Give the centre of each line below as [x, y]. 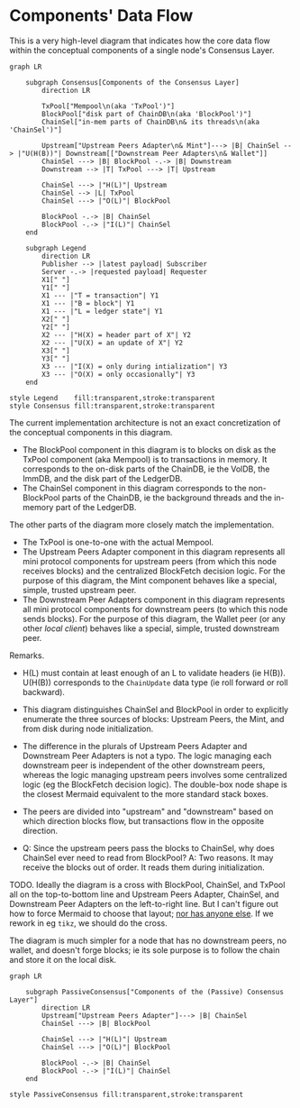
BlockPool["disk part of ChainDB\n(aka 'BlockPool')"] [147, 114]
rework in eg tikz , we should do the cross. [89, 923]
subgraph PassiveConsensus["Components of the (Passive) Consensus [155, 992]
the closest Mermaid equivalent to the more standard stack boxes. [145, 793]
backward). [44, 691]
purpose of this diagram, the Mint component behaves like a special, [150, 580]
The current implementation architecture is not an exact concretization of [145, 422]
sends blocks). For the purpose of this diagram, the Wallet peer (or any [154, 618]
